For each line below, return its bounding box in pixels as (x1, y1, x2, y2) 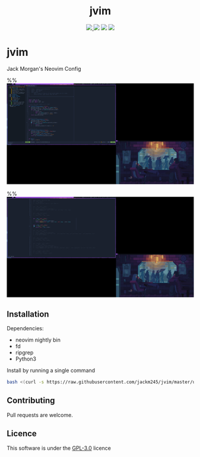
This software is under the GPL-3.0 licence (7, 445, 112, 452)
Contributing (7, 396, 55, 406)
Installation (7, 309, 49, 319)
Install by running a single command (7, 367, 96, 374)
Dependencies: (7, 325, 44, 332)
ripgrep (15, 349, 34, 356)
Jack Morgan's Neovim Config (7, 65, 82, 72)
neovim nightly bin (15, 336, 61, 343)
